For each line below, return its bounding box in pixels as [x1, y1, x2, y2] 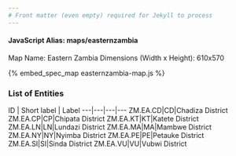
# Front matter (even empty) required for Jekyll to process [8, 11, 213, 20]
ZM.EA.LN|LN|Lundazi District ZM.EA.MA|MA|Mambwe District [8, 122, 212, 132]
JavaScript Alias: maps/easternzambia [8, 36, 138, 45]
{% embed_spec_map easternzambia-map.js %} [8, 68, 165, 78]
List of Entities [8, 88, 65, 99]
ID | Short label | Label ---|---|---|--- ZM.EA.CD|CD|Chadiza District [8, 106, 228, 115]
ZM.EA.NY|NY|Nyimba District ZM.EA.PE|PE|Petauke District [8, 131, 205, 140]
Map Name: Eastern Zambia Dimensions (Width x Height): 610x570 [8, 53, 225, 63]
